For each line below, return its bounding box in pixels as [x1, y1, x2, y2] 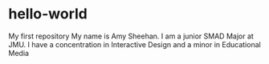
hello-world [8, 5, 88, 23]
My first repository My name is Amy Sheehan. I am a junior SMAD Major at [8, 31, 255, 41]
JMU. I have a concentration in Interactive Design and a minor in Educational [8, 39, 261, 49]
